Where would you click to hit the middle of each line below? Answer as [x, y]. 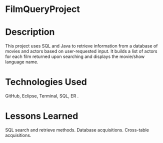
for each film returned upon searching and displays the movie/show [75, 56]
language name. [22, 62]
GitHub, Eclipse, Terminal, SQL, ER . [42, 96]
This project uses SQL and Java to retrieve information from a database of [81, 46]
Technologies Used [46, 82]
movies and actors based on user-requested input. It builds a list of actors [81, 51]
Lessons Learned [42, 116]
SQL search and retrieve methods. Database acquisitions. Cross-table [77, 130]
